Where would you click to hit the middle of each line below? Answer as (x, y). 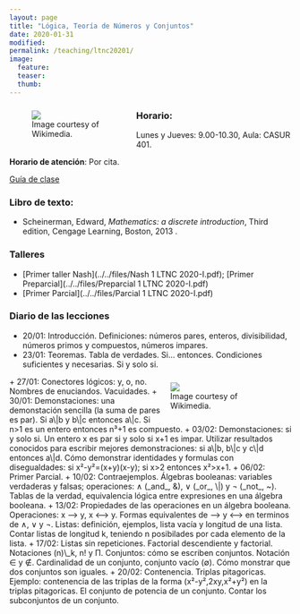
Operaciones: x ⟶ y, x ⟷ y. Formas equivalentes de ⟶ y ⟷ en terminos (149, 515)
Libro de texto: (42, 202)
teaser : (32, 76)
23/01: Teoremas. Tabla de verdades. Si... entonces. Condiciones (142, 354)
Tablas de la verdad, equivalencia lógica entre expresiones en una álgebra (146, 495)
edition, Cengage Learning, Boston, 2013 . (100, 231)
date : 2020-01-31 (42, 34)
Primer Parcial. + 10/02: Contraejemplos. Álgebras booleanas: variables (141, 476)
